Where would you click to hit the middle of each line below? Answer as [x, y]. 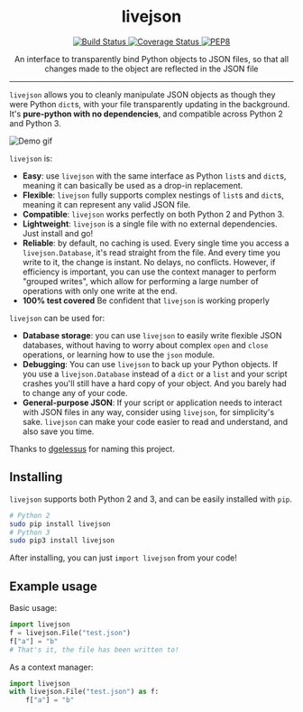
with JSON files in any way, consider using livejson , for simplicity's [148, 411]
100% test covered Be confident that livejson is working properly [146, 301]
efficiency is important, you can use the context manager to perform [149, 272]
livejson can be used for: [57, 318]
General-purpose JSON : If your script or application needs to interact [152, 402]
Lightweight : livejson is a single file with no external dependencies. [150, 224]
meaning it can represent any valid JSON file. [106, 204]
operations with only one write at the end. [100, 291]
